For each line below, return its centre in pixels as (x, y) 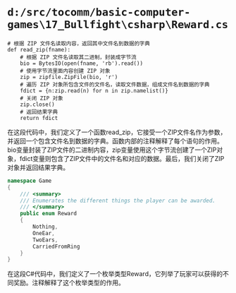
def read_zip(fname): (39, 49)
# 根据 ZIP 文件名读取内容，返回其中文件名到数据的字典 (79, 43)
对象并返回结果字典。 (38, 167)
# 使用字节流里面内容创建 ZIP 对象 (65, 71)
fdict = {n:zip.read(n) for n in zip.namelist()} (94, 90)
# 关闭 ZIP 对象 (42, 98)
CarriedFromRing (56, 246)
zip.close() (37, 104)
